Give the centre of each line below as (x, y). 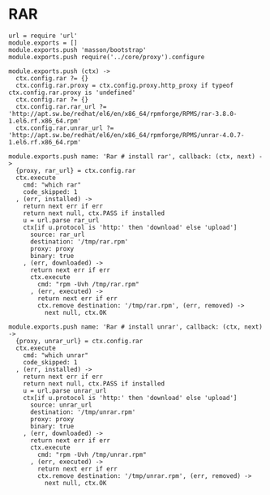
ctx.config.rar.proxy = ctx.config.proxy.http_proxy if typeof (124, 85)
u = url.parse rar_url (61, 220)
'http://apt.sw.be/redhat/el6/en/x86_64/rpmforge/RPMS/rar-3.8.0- (123, 114)
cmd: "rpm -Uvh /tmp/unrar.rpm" (92, 454)
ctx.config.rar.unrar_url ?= (65, 128)
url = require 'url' (43, 36)
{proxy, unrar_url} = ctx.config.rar (79, 341)
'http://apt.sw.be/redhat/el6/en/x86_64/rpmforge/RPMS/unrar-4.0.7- (126, 135)
